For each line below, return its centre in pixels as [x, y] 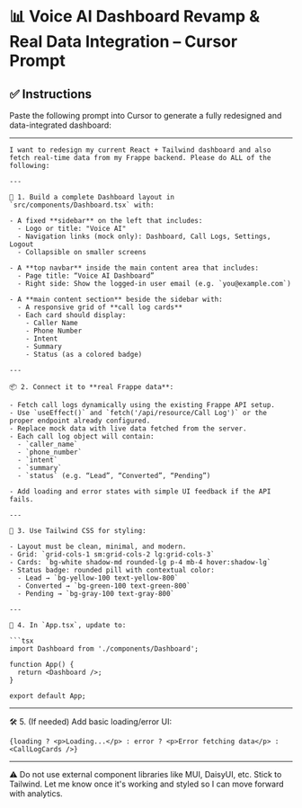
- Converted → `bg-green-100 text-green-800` [104, 586]
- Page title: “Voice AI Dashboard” [86, 276]
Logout [22, 244]
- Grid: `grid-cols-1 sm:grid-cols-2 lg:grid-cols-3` [112, 555]
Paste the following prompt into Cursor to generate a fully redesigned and [146, 115]
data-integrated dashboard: [61, 125]
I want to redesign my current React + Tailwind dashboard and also [140, 150]
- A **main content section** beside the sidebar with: [116, 299]
